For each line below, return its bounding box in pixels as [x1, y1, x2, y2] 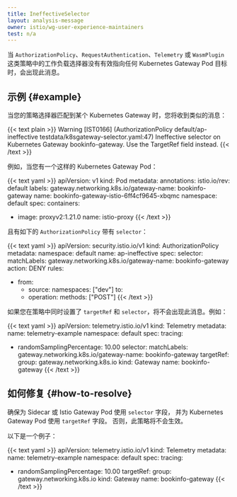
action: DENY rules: [7, 264, 64, 273]
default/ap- [174, 125, 207, 134]
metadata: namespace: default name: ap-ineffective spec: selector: [7, 249, 204, 258]
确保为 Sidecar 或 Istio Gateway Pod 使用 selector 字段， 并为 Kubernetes [7, 408, 224, 416]
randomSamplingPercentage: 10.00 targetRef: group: [17, 467, 172, 475]
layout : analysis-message [7, 17, 83, 24]
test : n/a [7, 30, 37, 38]
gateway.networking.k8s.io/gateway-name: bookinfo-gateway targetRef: [17, 350, 230, 359]
